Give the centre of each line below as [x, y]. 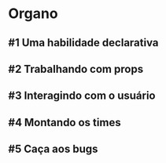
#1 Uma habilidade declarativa [83, 43]
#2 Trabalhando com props [76, 69]
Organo [33, 14]
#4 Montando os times [65, 122]
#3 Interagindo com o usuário [82, 96]
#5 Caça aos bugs [53, 149]
